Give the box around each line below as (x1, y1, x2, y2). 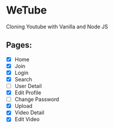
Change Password (14, 96, 59, 103)
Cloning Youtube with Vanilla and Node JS (6, 23, 109, 30)
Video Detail (14, 109, 45, 116)
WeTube (6, 4, 47, 17)
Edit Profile (14, 89, 42, 96)
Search (14, 76, 32, 83)
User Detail (14, 83, 42, 89)
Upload (14, 103, 33, 110)
